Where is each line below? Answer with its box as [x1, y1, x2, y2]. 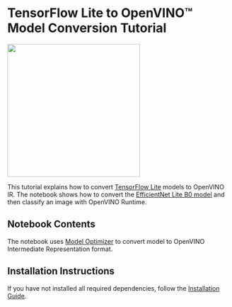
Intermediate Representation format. [7, 245, 113, 253]
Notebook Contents [7, 218, 95, 230]
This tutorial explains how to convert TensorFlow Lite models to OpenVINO [7, 182, 225, 191]
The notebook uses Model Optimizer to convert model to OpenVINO [7, 237, 205, 245]
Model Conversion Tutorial [7, 20, 167, 36]
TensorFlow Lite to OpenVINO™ [7, 5, 193, 21]
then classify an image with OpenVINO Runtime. [7, 197, 147, 206]
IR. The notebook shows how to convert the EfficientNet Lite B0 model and [7, 190, 225, 199]
